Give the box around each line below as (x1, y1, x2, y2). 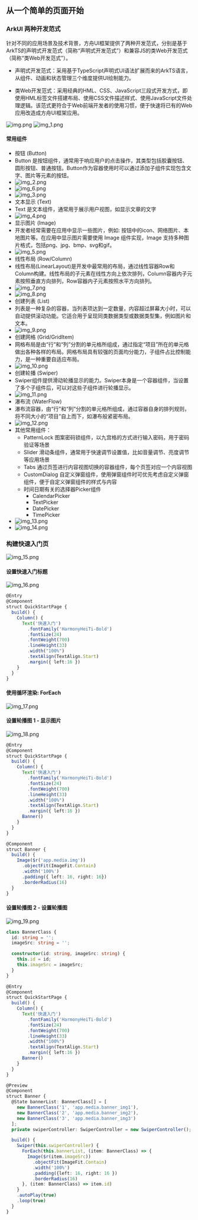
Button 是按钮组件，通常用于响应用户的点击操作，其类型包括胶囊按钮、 (14, 157, 188, 164)
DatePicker (32, 504, 60, 512)
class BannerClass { (6, 929, 57, 935)
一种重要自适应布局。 (30, 355, 83, 363)
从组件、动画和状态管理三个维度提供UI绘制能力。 (14, 74, 134, 81)
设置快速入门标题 (6, 568, 48, 575)
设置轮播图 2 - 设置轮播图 (6, 904, 68, 911)
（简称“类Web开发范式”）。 (6, 54, 72, 61)
